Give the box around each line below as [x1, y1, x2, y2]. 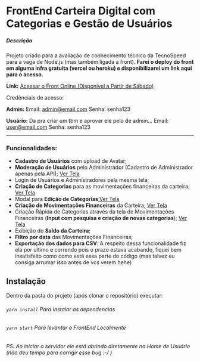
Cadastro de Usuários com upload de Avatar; [14, 157, 127, 165]
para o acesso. [6, 71, 43, 78]
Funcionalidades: [6, 144, 58, 153]
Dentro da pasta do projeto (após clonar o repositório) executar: [6, 292, 163, 299]
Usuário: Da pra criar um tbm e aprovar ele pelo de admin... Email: [6, 117, 169, 125]
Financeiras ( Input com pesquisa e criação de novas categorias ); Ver [14, 215, 187, 222]
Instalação [6, 276, 46, 286]
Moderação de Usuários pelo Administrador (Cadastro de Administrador [14, 164, 193, 171]
